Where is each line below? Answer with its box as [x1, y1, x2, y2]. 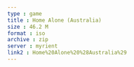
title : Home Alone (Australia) [7, 17, 102, 24]
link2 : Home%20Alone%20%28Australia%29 [7, 50, 128, 57]
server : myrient [7, 43, 58, 50]
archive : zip [7, 36, 49, 43]
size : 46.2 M [7, 23, 49, 30]
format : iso [7, 29, 46, 37]
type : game [7, 10, 42, 17]
